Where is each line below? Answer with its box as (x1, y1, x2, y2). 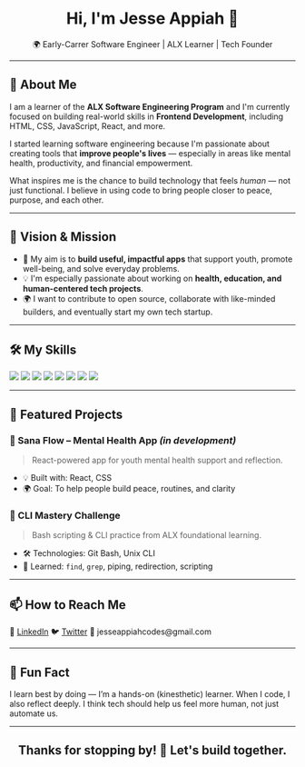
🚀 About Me (9, 77, 77, 93)
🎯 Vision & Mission (9, 229, 117, 244)
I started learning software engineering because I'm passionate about (9, 138, 271, 149)
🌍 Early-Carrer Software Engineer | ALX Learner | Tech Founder (32, 38, 273, 49)
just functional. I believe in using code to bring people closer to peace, (9, 184, 272, 195)
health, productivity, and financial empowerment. (9, 157, 193, 168)
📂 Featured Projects (9, 406, 123, 422)
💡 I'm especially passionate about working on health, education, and (22, 273, 282, 284)
